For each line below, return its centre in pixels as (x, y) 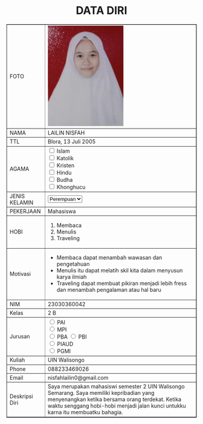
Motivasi (21, 274)
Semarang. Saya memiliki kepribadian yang (101, 393)
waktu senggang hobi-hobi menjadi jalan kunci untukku (117, 406)
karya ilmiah (72, 277)
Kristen (65, 166)
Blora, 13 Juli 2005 (72, 142)
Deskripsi (21, 396)
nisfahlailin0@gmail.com (78, 377)
